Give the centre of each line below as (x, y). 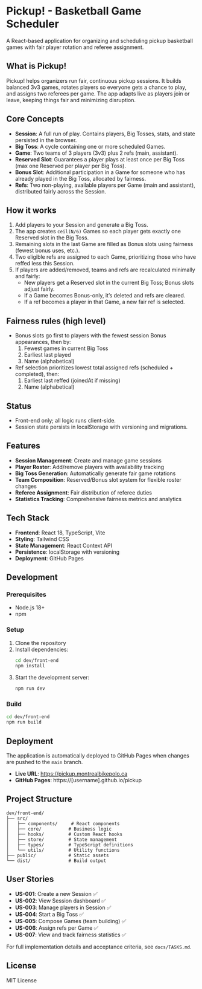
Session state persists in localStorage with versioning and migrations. (101, 427)
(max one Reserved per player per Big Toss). (71, 166)
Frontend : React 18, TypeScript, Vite (60, 533)
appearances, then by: (43, 342)
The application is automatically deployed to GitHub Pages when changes (98, 756)
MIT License (22, 980)
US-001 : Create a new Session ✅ (56, 893)
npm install (30, 666)
